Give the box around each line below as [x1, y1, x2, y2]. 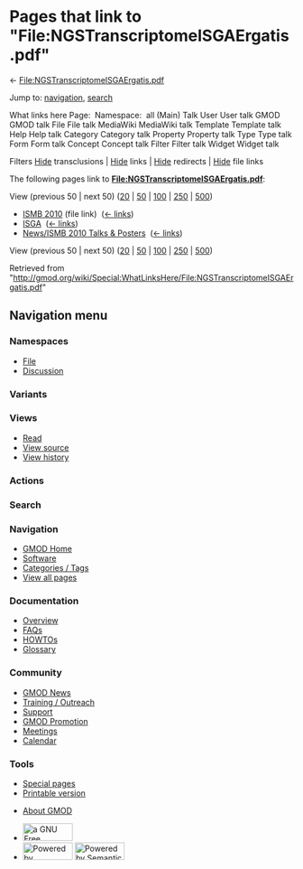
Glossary [22, 644, 57, 655]
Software [22, 553, 57, 564]
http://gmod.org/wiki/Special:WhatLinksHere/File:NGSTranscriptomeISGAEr [13, 272, 294, 283]
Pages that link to [9, 6, 142, 27]
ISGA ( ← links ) [22, 218, 78, 229]
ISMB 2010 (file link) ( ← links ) [22, 208, 134, 219]
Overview [22, 615, 59, 626]
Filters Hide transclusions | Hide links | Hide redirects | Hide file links [9, 155, 264, 166]
